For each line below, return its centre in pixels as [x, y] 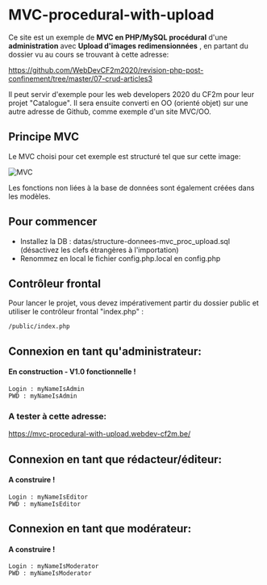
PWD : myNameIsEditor [45, 504]
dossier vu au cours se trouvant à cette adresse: [89, 54]
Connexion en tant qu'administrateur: [105, 351]
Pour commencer [53, 222]
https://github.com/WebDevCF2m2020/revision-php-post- [106, 69]
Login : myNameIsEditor [48, 497]
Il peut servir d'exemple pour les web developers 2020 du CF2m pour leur [131, 94]
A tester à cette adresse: [58, 416]
